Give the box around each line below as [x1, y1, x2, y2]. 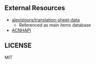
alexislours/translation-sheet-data [11, 17, 80, 22]
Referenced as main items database [19, 22, 91, 28]
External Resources [4, 4, 65, 12]
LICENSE [4, 42, 32, 50]
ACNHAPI [11, 27, 31, 33]
